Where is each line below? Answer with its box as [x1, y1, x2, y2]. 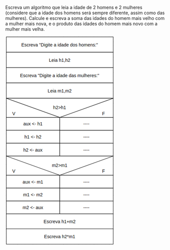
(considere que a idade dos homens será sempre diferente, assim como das [5, 10, 165, 16]
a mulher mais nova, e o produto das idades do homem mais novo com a [5, 20, 158, 27]
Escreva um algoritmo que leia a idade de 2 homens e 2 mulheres [5, 5, 143, 10]
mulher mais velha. [5, 26, 45, 32]
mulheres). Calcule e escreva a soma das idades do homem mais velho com [5, 15, 165, 21]
